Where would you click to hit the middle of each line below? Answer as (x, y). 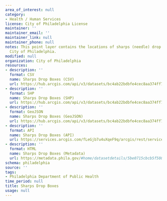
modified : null (21, 56)
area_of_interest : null (30, 10)
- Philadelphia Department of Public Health (52, 177)
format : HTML (23, 149)
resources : (16, 65)
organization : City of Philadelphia (43, 61)
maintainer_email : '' (28, 33)
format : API (22, 130)
